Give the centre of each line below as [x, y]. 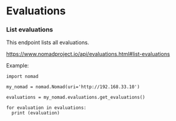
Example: [18, 66]
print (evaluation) [36, 113]
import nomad [22, 77]
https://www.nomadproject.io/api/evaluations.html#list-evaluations [88, 54]
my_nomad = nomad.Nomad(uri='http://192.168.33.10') [73, 87]
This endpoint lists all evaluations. [48, 42]
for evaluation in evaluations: [46, 108]
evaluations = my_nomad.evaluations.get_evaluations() [76, 97]
